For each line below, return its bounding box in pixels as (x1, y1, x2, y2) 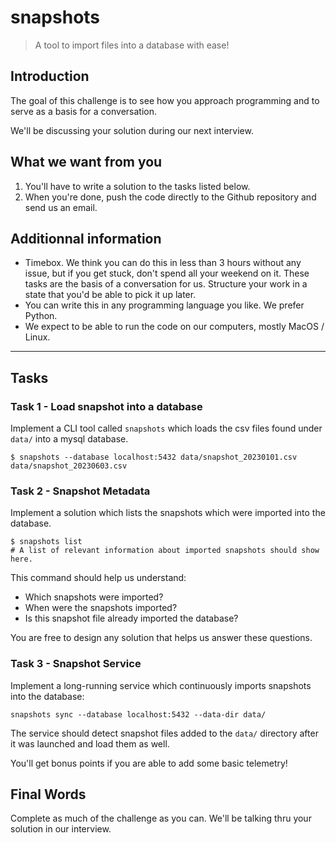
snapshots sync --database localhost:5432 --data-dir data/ (10, 709, 267, 720)
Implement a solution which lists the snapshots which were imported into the (10, 507, 326, 519)
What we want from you (10, 154, 163, 171)
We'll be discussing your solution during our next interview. (10, 124, 254, 136)
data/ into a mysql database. (10, 433, 129, 445)
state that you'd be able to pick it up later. (24, 289, 197, 301)
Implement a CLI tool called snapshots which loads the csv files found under (10, 422, 323, 435)
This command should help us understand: (10, 572, 187, 584)
